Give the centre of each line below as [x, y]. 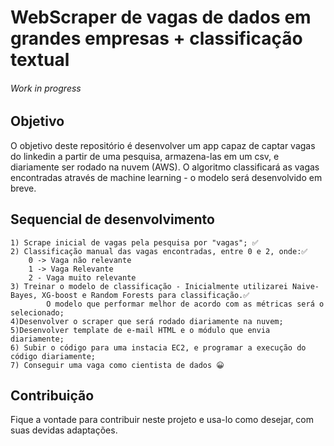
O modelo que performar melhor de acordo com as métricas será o [185, 304]
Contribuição [52, 396]
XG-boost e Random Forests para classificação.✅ [145, 295]
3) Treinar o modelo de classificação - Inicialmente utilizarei [149, 286]
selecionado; [37, 312]
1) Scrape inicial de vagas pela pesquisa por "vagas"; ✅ [134, 242]
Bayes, [24, 295]
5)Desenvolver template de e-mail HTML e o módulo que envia [140, 330]
